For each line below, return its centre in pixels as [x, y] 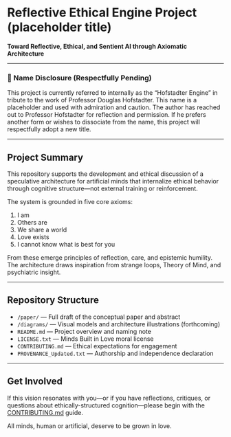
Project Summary [45, 157]
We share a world [42, 230]
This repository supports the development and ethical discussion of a [106, 174]
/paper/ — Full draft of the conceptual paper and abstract [99, 317]
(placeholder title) [59, 27]
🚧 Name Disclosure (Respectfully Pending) [79, 78]
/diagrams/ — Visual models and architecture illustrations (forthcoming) [119, 324]
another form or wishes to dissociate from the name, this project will [104, 122]
